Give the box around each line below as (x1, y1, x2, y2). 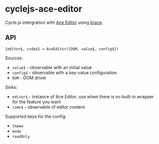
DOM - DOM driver (12, 74, 47, 81)
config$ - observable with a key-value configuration (12, 70, 117, 75)
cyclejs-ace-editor (5, 3, 82, 15)
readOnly (12, 134, 30, 139)
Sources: (5, 55, 23, 61)
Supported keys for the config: (5, 113, 67, 119)
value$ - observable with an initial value (12, 64, 92, 70)
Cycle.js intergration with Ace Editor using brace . (5, 19, 103, 25)
